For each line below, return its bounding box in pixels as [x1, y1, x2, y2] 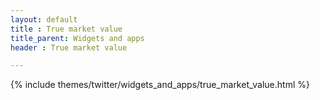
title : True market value [10, 24, 123, 34]
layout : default [10, 14, 78, 25]
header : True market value [10, 42, 128, 53]
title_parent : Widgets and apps [10, 33, 145, 43]
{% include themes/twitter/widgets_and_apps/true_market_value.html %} [10, 79, 310, 91]
